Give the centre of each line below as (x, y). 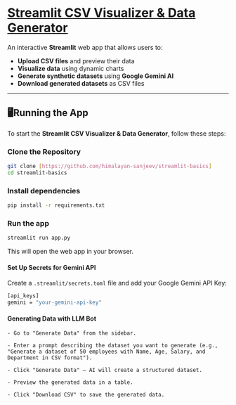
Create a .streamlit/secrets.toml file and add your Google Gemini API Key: (117, 283)
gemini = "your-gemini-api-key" (54, 303)
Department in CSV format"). (50, 358)
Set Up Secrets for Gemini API (52, 267)
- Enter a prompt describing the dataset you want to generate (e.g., (113, 346)
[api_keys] (23, 296)
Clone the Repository (44, 151)
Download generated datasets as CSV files (81, 83)
